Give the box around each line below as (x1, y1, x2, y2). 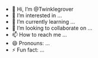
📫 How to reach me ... (11, 31, 67, 38)
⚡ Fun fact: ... (11, 46, 45, 53)
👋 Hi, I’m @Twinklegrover (11, 6, 74, 12)
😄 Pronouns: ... (11, 40, 50, 47)
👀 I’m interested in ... (11, 12, 62, 19)
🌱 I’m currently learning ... (11, 18, 75, 25)
